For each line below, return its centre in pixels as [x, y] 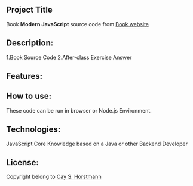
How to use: [29, 96]
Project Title [29, 10]
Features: [24, 76]
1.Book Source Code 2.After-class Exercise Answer [69, 57]
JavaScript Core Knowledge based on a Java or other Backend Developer [97, 144]
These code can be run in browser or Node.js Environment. [79, 110]
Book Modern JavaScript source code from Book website [78, 24]
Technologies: [33, 130]
